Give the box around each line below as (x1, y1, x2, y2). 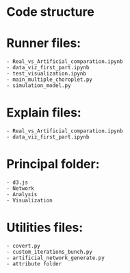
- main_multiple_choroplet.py (6, 76, 93, 83)
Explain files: (6, 105, 81, 121)
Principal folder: (6, 156, 100, 172)
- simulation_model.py (6, 82, 71, 89)
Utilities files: (6, 220, 83, 235)
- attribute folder (6, 260, 62, 268)
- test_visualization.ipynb (6, 70, 87, 78)
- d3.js (6, 179, 29, 186)
